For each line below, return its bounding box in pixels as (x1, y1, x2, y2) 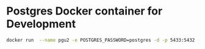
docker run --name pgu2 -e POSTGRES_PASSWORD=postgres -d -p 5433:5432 (6, 37, 195, 43)
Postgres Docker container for (6, 4, 163, 18)
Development (6, 17, 76, 31)
